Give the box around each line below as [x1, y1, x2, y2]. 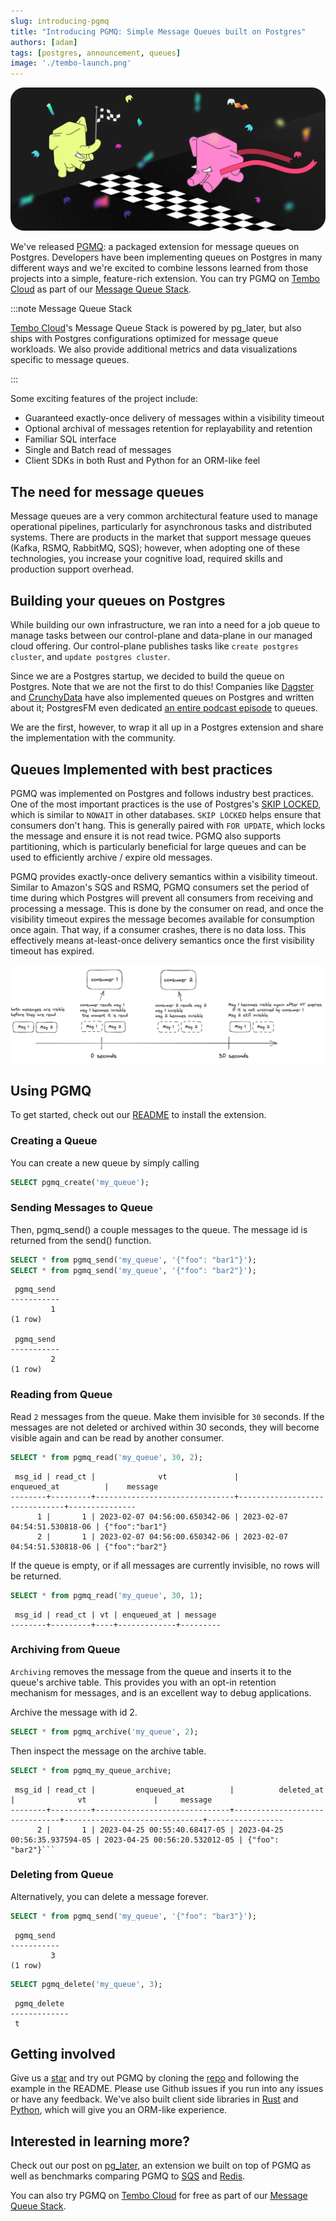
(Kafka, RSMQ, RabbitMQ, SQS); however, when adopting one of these [10, 542, 301, 554]
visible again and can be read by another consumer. [10, 1431, 225, 1444]
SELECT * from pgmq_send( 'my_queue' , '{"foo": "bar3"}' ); [10, 1911, 257, 1921]
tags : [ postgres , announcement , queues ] [10, 48, 182, 58]
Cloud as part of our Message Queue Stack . [10, 283, 192, 295]
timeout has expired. [10, 945, 95, 957]
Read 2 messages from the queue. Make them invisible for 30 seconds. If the [10, 1410, 325, 1422]
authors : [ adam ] [10, 37, 78, 47]
